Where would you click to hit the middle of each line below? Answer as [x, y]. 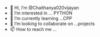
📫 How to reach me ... [33, 29]
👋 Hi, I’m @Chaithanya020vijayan [44, 8]
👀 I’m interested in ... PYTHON [41, 13]
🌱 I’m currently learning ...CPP [41, 18]
